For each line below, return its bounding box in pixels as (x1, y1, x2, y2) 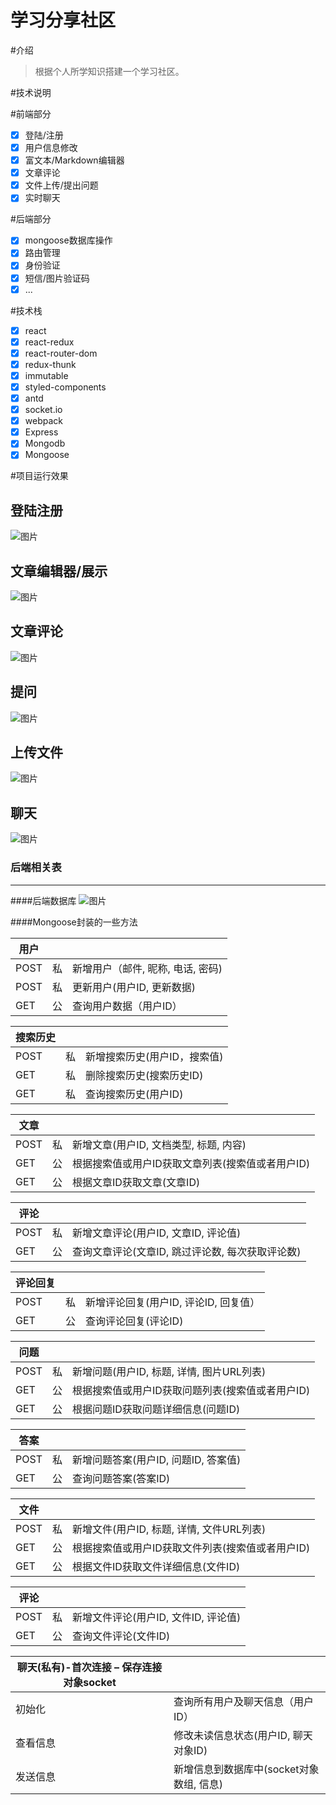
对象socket (63, 1675, 117, 1689)
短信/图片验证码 (24, 272, 90, 284)
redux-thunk (24, 358, 77, 370)
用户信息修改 (24, 142, 78, 153)
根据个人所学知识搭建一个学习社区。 (34, 65, 185, 77)
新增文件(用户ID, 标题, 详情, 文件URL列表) (71, 1522, 267, 1536)
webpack (24, 415, 63, 427)
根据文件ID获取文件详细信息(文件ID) (71, 1559, 241, 1573)
